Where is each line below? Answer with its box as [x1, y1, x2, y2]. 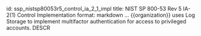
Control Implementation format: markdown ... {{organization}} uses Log [17, 11, 196, 19]
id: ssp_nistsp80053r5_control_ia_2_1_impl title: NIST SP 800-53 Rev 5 [6, 5, 182, 12]
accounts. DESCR [6, 24, 50, 31]
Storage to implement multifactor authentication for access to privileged [6, 18, 186, 25]
